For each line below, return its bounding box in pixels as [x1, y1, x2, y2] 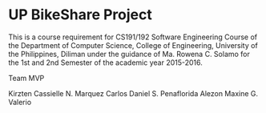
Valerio [8, 97, 32, 107]
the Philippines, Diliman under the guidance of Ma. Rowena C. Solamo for [8, 49, 251, 59]
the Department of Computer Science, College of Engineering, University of [8, 40, 258, 50]
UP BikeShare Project [8, 6, 152, 24]
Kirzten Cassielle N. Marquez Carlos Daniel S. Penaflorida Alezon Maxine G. [8, 88, 259, 98]
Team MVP [8, 73, 45, 83]
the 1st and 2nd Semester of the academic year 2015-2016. [8, 58, 203, 67]
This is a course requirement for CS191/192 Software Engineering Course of [8, 32, 258, 42]
